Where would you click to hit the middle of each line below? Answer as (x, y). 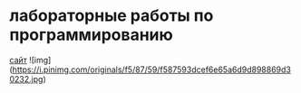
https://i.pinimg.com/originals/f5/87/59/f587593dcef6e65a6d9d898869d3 (152, 70)
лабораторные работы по (112, 16)
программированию (92, 35)
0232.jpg (26, 79)
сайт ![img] (30, 60)
